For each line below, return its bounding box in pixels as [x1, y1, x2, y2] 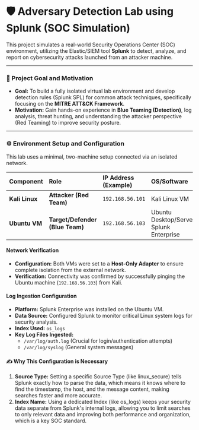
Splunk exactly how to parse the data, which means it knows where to [14, 380, 185, 387]
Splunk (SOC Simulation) [6, 21, 130, 35]
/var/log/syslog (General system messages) [23, 343, 134, 350]
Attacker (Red [49, 191, 89, 199]
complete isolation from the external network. [14, 266, 126, 273]
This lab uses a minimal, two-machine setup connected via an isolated [6, 153, 178, 160]
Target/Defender [49, 215, 97, 223]
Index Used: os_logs [14, 324, 65, 331]
